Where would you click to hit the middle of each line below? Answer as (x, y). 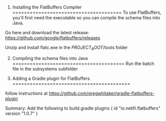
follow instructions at (27, 93)
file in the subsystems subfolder (45, 68)
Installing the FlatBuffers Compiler (47, 7)
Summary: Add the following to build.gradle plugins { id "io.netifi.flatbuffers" (83, 108)
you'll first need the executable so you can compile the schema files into (86, 18)
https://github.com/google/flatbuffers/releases (53, 38)
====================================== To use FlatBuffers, (87, 12)
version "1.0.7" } (22, 113)
